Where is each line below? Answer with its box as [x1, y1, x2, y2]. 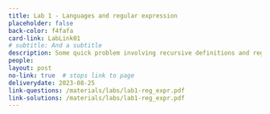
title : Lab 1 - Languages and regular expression [8, 11, 178, 20]
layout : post [8, 64, 52, 72]
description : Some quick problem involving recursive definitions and [8, 49, 250, 57]
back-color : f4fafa [8, 26, 74, 35]
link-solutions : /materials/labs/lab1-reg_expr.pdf [8, 94, 185, 102]
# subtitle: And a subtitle [8, 42, 103, 50]
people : [8, 57, 35, 65]
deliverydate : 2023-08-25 [8, 79, 95, 87]
